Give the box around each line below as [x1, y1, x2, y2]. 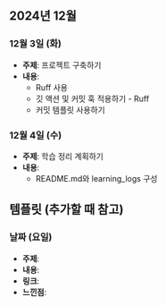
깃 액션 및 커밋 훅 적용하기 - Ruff [35, 93, 150, 104]
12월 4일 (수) [9, 129, 62, 141]
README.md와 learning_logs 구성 [35, 173, 158, 183]
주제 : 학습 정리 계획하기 [21, 150, 104, 161]
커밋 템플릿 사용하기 [35, 104, 105, 115]
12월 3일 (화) [9, 38, 62, 50]
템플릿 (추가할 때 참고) [9, 202, 124, 217]
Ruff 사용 [35, 81, 69, 92]
